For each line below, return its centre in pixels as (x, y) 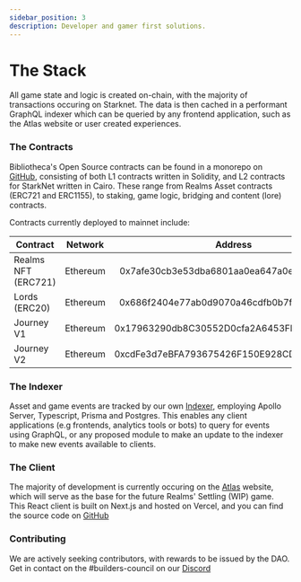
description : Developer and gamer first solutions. (107, 26)
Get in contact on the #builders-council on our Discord (110, 568)
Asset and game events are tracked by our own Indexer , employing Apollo (146, 406)
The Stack (48, 71)
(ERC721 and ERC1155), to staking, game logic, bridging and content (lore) (146, 195)
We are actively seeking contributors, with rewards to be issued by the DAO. (150, 559)
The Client (32, 467)
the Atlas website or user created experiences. (95, 124)
